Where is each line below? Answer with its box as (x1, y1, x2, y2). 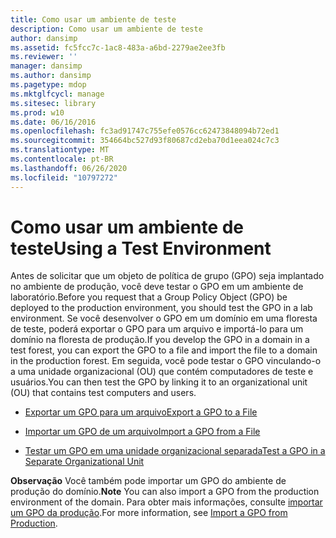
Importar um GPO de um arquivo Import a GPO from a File (24, 426, 261, 438)
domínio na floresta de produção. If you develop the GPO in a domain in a (10, 334, 310, 346)
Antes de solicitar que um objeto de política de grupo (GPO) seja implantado (10, 270, 325, 282)
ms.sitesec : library (10, 98, 97, 108)
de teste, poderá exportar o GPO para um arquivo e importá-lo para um (10, 323, 304, 335)
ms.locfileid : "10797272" (10, 172, 118, 183)
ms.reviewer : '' (10, 52, 78, 62)
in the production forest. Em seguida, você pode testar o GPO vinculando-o (10, 355, 322, 367)
